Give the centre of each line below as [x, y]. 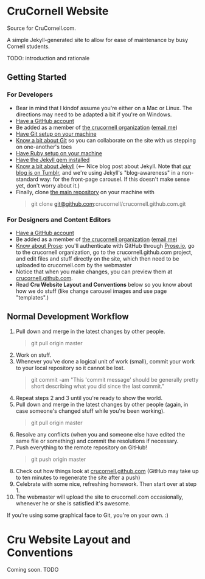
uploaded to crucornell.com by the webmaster [74, 265]
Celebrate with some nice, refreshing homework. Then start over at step [106, 484]
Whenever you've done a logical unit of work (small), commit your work [105, 361]
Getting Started [37, 77]
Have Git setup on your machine [56, 134]
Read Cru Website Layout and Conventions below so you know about [104, 284]
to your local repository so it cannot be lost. [70, 368]
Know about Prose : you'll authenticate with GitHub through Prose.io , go [105, 245]
